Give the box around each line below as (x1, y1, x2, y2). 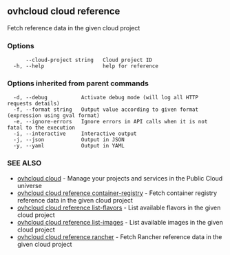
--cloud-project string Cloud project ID (25, 57, 153, 64)
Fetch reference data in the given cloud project (7, 23, 140, 32)
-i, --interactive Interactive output (13, 130, 137, 137)
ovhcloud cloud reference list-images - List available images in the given (17, 218, 224, 226)
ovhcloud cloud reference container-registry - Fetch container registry (17, 189, 218, 197)
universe (17, 181, 43, 190)
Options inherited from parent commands (7, 79, 149, 88)
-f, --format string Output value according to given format (13, 106, 198, 113)
